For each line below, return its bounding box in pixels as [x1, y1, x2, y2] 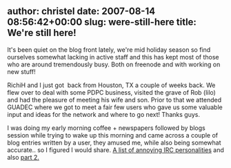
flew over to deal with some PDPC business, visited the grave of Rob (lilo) [7, 88, 216, 96]
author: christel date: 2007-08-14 [7, 6, 156, 17]
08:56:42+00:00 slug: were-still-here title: [7, 17, 197, 28]
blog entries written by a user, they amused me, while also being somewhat [7, 138, 221, 147]
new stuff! [7, 67, 36, 75]
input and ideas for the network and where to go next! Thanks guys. [7, 110, 200, 118]
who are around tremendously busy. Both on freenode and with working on [7, 60, 221, 68]
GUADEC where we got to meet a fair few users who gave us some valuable [7, 103, 223, 111]
